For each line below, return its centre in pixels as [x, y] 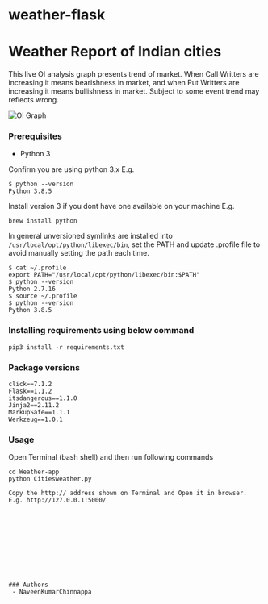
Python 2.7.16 [32, 289]
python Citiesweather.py [50, 479]
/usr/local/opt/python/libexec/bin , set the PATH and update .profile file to [134, 244]
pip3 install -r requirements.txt [67, 347]
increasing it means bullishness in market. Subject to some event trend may [134, 91]
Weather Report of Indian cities [115, 52]
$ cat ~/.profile [38, 268]
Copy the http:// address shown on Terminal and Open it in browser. [128, 494]
